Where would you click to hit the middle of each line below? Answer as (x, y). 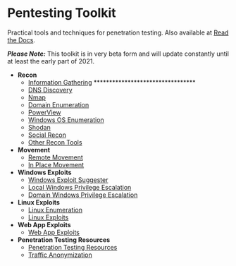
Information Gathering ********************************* (112, 82)
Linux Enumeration (55, 210)
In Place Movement (56, 164)
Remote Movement (55, 157)
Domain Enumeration (58, 104)
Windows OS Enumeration (66, 120)
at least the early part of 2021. (51, 61)
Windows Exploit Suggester (68, 180)
